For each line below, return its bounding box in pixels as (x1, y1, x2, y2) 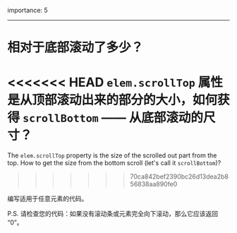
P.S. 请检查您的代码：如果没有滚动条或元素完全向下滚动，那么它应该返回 (7, 210, 219, 218)
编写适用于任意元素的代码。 (7, 194, 88, 203)
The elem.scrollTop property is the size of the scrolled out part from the (7, 151, 217, 160)
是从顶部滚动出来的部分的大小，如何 (7, 92, 218, 108)
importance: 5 (7, 6, 48, 14)
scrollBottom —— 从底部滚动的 (22, 109, 203, 126)
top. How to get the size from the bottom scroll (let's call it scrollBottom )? (7, 159, 221, 167)
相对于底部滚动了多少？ (7, 40, 144, 56)
